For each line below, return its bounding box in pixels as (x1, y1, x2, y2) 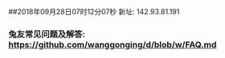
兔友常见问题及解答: (8, 29, 86, 40)
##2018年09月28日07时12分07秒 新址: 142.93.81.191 (8, 7, 180, 16)
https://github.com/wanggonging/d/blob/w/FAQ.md (8, 39, 217, 50)
